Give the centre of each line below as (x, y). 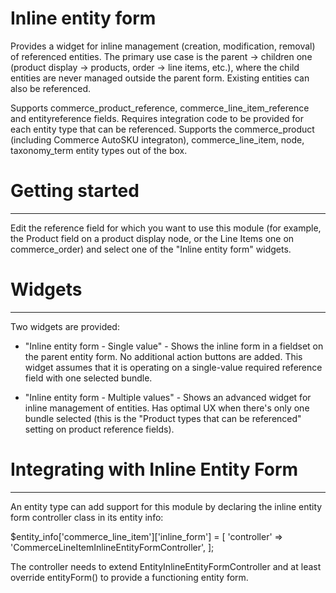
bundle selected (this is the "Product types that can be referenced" (163, 418)
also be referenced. (51, 88)
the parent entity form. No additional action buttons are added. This (163, 356)
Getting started (75, 191)
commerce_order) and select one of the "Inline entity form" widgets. (151, 249)
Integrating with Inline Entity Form (154, 469)
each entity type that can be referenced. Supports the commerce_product (162, 129)
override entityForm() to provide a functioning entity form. (129, 577)
